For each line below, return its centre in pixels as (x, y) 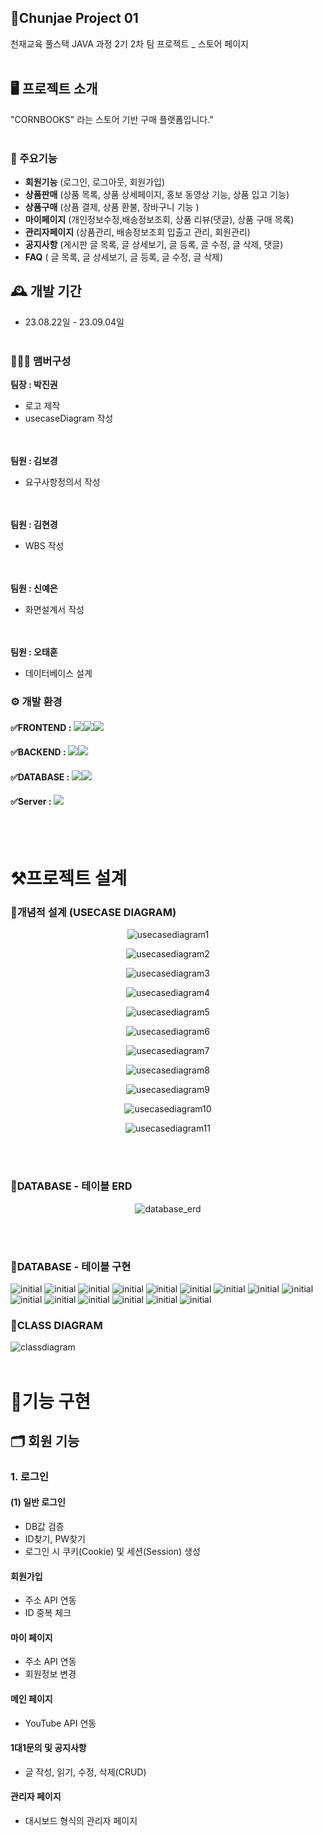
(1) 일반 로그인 (38, 1502)
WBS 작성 (44, 546)
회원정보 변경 (50, 1674)
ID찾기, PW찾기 (55, 1539)
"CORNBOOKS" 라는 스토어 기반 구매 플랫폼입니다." (112, 119)
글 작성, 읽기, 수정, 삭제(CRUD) (85, 1772)
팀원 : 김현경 (34, 525)
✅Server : (31, 802)
